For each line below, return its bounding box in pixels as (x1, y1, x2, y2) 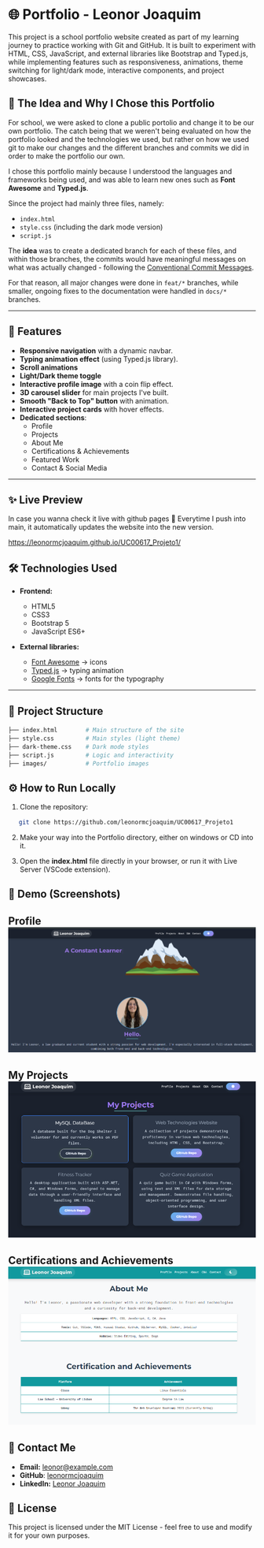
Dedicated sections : (19, 412, 87, 422)
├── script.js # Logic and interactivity (8, 751, 174, 759)
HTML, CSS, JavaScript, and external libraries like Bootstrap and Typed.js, (8, 49, 249, 58)
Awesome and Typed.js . (8, 183, 89, 192)
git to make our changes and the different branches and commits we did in (8, 143, 250, 152)
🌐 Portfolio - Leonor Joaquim (8, 6, 202, 24)
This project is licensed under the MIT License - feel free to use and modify (8, 1523, 253, 1532)
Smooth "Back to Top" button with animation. (19, 396, 169, 405)
